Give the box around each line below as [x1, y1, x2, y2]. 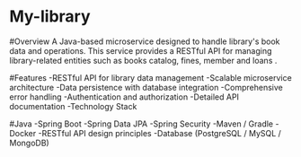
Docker [9, 127, 37, 138]
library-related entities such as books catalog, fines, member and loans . [9, 55, 278, 65]
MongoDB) [9, 137, 49, 148]
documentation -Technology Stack [9, 100, 137, 111]
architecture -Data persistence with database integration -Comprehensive [9, 82, 283, 92]
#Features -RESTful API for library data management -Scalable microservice [9, 72, 292, 83]
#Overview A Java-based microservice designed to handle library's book [9, 36, 280, 47]
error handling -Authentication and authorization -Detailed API [9, 92, 240, 102]
